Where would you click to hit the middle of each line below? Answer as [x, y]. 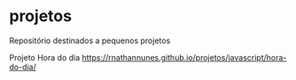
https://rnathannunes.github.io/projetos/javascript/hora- [184, 57]
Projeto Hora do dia [45, 57]
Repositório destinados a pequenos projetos [90, 40]
